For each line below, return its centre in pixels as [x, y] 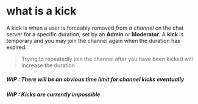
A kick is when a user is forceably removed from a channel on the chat [95, 28]
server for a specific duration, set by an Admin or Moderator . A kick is [95, 34]
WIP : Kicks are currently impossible [53, 94]
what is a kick [41, 11]
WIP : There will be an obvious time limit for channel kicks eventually [95, 79]
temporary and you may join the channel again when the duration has [94, 41]
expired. [17, 47]
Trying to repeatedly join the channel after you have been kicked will [107, 59]
